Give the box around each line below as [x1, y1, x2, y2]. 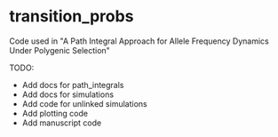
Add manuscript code [21, 117, 102, 128]
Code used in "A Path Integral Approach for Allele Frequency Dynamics [9, 36, 269, 46]
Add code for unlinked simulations [21, 98, 148, 109]
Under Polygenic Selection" [9, 44, 111, 55]
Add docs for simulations [21, 89, 114, 100]
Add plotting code [21, 108, 89, 118]
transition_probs [9, 6, 134, 27]
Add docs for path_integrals [21, 79, 124, 90]
